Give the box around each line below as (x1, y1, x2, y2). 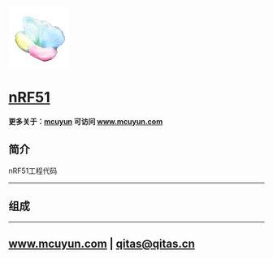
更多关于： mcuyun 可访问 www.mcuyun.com (8, 116, 163, 126)
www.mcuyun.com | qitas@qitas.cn (8, 236, 195, 250)
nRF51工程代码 (8, 166, 58, 175)
